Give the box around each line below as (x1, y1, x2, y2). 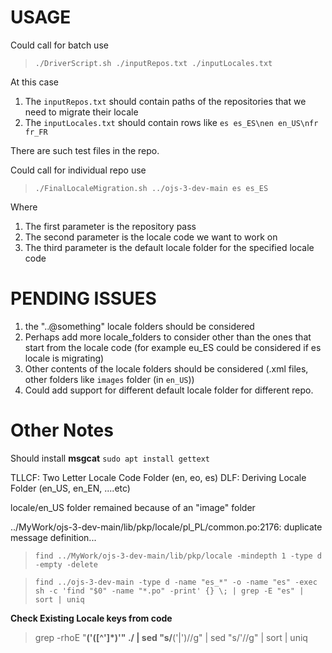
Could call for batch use (10, 39, 109, 51)
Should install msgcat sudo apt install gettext (10, 452, 210, 464)
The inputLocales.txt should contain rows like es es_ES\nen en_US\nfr (24, 116, 319, 128)
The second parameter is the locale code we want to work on (24, 231, 278, 243)
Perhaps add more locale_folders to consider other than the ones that (24, 331, 312, 343)
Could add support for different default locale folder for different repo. (24, 384, 314, 396)
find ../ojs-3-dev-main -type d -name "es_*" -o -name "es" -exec (34, 577, 318, 587)
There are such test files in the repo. (10, 144, 160, 156)
